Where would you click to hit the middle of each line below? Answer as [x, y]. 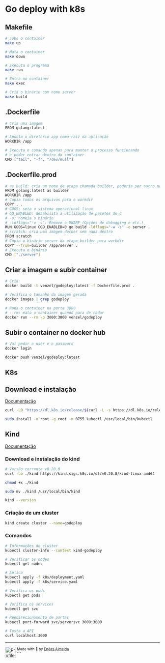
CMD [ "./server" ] [23, 255]
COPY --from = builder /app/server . [41, 245]
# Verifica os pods [25, 591]
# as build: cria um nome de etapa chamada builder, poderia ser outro [80, 186]
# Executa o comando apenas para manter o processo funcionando [72, 150]
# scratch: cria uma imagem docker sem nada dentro [59, 232]
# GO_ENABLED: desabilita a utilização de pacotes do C [63, 213]
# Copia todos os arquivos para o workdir [49, 200]
